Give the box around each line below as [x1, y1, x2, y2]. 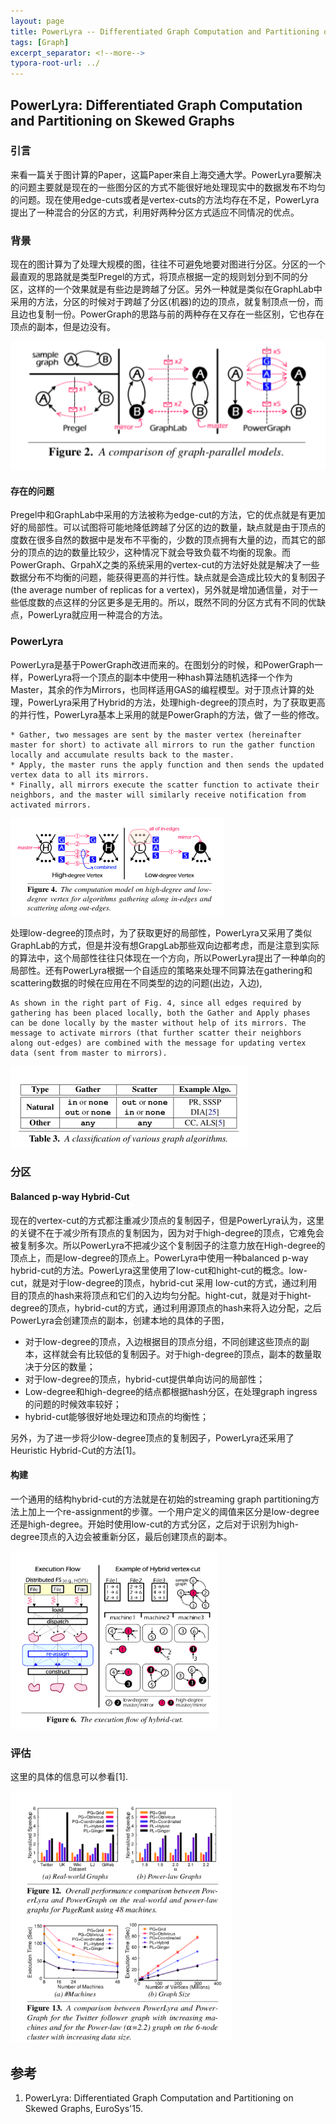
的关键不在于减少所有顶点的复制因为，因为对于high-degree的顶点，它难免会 [10, 1226, 325, 1239]
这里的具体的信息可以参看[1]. [10, 1771, 128, 1783]
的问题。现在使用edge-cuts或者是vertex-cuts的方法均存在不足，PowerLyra [10, 193, 320, 205]
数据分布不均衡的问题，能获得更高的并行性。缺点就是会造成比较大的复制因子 [10, 571, 326, 584]
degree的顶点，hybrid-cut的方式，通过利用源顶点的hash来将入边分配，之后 [10, 1301, 322, 1314]
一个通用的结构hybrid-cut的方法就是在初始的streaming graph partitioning [10, 1493, 312, 1505]
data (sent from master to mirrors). [10, 1048, 168, 1058]
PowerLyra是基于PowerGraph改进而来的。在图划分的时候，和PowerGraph [10, 658, 315, 670]
